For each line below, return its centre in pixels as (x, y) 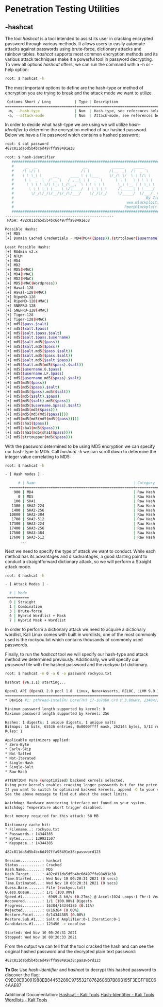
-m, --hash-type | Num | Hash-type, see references (78, 111)
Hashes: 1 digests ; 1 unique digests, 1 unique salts (61, 722)
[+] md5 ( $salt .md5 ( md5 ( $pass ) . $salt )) (44, 365)
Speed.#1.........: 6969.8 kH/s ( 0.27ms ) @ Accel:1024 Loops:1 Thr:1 (78, 897)
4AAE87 (13, 985)
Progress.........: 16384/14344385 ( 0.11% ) (50, 906)
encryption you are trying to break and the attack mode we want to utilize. (79, 93)
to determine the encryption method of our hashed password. (86, 130)
